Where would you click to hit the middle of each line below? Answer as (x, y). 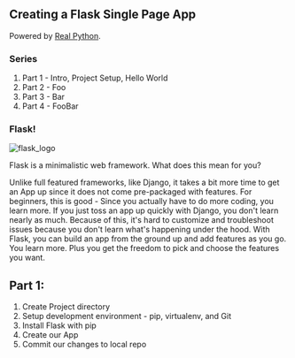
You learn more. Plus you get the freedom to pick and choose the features (144, 248)
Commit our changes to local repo (84, 345)
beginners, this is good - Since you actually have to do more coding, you (142, 202)
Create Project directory (66, 307)
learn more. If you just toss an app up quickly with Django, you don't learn (144, 210)
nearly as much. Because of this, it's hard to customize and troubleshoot (142, 220)
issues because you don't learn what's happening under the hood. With (140, 230)
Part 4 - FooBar (50, 106)
